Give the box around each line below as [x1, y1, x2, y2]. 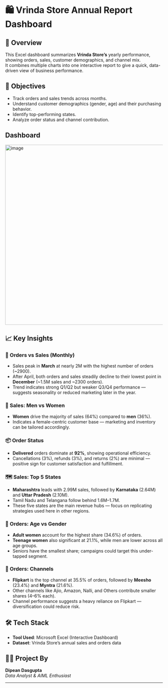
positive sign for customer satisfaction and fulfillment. [12, 460, 123, 466]
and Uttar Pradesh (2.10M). [12, 492, 69, 498]
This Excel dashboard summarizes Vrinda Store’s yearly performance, [5, 51, 150, 57]
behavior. [12, 106, 32, 112]
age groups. [12, 542, 37, 548]
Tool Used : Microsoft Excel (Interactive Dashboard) [12, 634, 118, 640]
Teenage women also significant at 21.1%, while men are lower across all [12, 537, 163, 543]
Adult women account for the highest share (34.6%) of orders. [12, 531, 142, 538]
